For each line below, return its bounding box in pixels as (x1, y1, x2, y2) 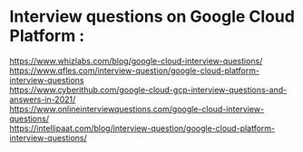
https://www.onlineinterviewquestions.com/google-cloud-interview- (9, 103, 265, 114)
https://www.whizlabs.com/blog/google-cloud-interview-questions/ (9, 55, 263, 66)
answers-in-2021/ (9, 93, 76, 105)
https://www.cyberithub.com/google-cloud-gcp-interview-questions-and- (9, 84, 288, 95)
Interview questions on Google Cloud (9, 6, 295, 27)
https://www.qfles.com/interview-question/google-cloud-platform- (9, 65, 260, 76)
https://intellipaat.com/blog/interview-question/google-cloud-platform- (9, 122, 276, 133)
